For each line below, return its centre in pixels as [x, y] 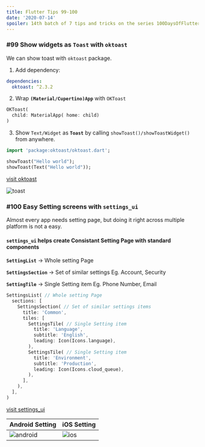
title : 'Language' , [58, 330]
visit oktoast [22, 179]
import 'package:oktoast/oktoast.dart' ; [59, 150]
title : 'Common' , [45, 312]
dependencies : [24, 81]
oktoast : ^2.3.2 [32, 87]
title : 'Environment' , [62, 358]
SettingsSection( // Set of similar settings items [84, 306]
